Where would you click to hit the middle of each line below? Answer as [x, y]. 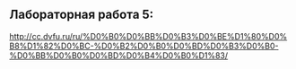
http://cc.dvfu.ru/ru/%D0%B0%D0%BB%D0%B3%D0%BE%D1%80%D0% [148, 36]
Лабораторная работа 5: [82, 15]
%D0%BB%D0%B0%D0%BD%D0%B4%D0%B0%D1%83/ [119, 55]
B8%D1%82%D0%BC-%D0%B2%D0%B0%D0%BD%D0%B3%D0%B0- [144, 46]
